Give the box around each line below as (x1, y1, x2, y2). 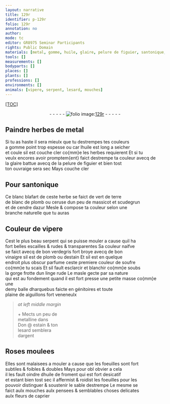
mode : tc (5, 36, 24, 41)
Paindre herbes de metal (5, 125, 84, 134)
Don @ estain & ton (17, 322, 58, 328)
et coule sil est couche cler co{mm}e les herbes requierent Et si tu (5, 149, 143, 156)
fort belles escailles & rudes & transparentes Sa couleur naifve (5, 243, 135, 249)
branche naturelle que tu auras (5, 210, 69, 216)
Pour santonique (5, 180, 59, 189)
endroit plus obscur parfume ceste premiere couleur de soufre (5, 259, 136, 265)
